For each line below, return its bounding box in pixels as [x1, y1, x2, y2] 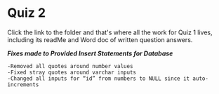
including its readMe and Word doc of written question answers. [7, 35, 193, 43]
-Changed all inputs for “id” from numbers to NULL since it [7, 75, 190, 82]
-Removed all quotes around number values [7, 62, 133, 69]
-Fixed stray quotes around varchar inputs [7, 69, 137, 76]
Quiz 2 [7, 5, 46, 21]
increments [7, 81, 39, 88]
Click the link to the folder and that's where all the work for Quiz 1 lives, [7, 28, 213, 36]
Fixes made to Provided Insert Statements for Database [7, 49, 173, 58]
